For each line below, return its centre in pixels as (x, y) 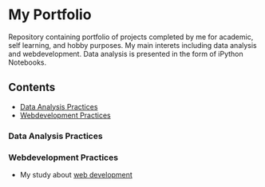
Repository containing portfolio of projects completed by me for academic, (131, 37)
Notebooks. (28, 62)
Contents (32, 88)
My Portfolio (50, 15)
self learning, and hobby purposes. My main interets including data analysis (132, 45)
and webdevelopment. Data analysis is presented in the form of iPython (126, 54)
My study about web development (76, 174)
